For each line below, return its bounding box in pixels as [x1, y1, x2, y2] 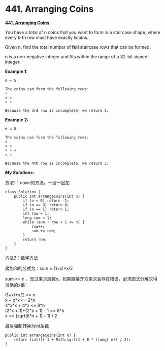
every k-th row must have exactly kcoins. [5, 35, 89, 40]
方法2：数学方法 [5, 255, 38, 261]
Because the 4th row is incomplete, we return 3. [5, 161, 109, 166]
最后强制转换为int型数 [5, 323, 49, 329]
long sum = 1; [23, 215, 52, 220]
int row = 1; [23, 211, 50, 216]
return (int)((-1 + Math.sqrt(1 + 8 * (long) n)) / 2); [14, 337, 132, 342]
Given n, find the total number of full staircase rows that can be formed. [5, 44, 151, 50]
